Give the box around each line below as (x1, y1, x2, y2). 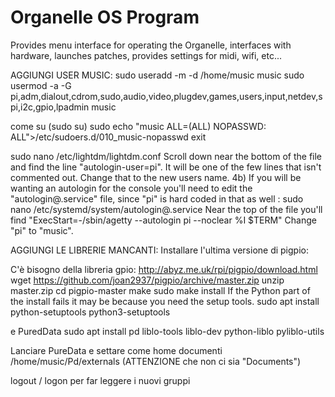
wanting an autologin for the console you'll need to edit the (10, 182, 253, 194)
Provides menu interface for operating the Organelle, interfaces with (10, 39, 292, 51)
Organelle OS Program (10, 6, 200, 29)
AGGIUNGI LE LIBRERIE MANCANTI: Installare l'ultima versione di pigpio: (10, 244, 309, 256)
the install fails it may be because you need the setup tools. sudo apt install (10, 295, 320, 307)
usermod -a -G (10, 79, 72, 91)
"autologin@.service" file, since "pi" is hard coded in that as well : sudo (10, 192, 304, 205)
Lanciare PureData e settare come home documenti (10, 344, 223, 356)
